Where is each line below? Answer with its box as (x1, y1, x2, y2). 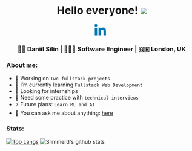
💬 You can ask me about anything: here (15, 109, 113, 117)
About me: (6, 61, 38, 69)
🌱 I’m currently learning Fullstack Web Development (15, 81, 143, 88)
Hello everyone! (56, 4, 139, 18)
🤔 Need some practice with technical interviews (15, 94, 139, 101)
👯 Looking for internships (15, 88, 78, 95)
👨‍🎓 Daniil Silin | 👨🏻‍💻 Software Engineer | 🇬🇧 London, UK (17, 45, 187, 53)
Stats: (6, 124, 24, 133)
